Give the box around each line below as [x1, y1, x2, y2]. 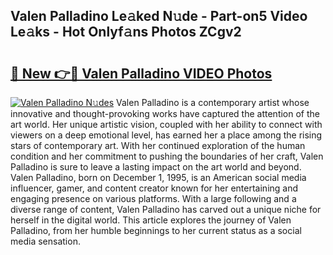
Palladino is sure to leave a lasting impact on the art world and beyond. [10, 161, 302, 173]
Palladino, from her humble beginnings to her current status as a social [10, 225, 302, 236]
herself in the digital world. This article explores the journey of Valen [10, 214, 292, 226]
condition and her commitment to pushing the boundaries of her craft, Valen [10, 150, 324, 162]
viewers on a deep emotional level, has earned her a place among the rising [10, 129, 323, 141]
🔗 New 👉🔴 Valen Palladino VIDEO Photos [10, 65, 273, 82]
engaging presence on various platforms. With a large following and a [10, 193, 297, 204]
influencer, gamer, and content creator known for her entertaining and [10, 182, 299, 194]
